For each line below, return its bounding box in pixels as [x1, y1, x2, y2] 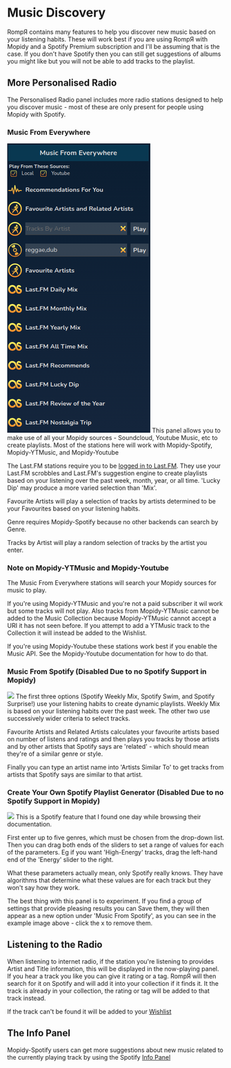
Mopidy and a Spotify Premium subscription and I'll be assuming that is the [7, 42, 220, 50]
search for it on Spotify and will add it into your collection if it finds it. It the [7, 979, 219, 987]
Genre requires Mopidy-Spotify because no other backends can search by [7, 518, 219, 526]
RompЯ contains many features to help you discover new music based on [7, 28, 216, 36]
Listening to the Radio [7, 939, 103, 951]
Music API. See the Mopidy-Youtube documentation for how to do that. [7, 649, 208, 658]
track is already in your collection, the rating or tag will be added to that [7, 986, 210, 995]
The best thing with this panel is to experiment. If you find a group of [7, 897, 202, 905]
